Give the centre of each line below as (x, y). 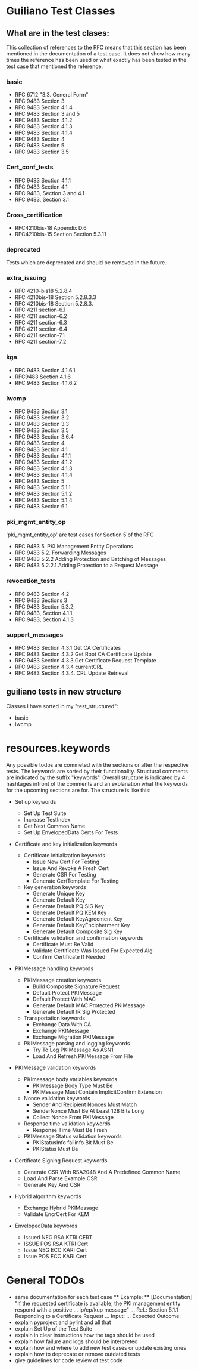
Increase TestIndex (47, 819)
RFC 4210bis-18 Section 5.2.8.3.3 (56, 297)
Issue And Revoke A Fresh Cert (70, 868)
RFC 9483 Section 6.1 (41, 507)
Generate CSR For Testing (64, 874)
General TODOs (45, 1280)
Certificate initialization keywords (65, 855)
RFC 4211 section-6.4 (41, 329)
